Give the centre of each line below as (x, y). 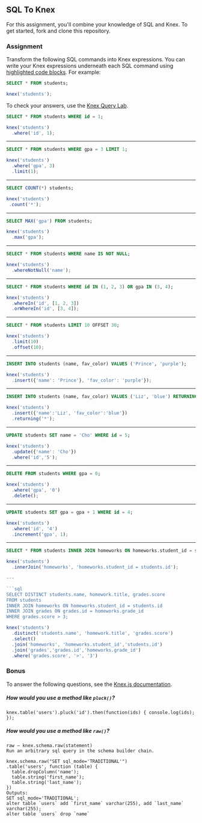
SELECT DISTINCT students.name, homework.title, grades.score (86, 595)
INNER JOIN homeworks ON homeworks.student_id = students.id (84, 606)
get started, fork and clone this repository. (59, 31)
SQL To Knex (31, 10)
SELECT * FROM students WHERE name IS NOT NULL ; (68, 254)
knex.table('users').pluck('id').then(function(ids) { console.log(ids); (101, 712)
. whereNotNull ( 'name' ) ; (41, 270)
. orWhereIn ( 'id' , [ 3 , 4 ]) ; (45, 309)
